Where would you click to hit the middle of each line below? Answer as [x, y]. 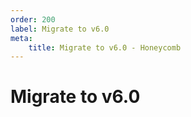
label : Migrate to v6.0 [60, 29]
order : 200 [33, 19]
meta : [21, 38]
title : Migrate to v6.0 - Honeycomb [105, 47]
